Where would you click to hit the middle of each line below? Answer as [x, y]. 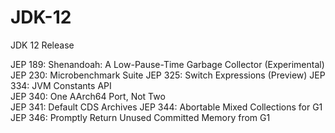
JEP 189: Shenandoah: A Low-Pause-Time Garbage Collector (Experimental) [167, 64]
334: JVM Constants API [61, 85]
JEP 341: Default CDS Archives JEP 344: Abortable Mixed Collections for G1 [166, 107]
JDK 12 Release [42, 45]
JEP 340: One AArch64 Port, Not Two [88, 96]
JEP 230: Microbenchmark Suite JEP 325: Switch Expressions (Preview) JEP [168, 75]
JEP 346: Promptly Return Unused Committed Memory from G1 [140, 117]
